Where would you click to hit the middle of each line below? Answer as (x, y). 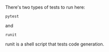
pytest (12, 16)
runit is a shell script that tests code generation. (55, 44)
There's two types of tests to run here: (45, 7)
